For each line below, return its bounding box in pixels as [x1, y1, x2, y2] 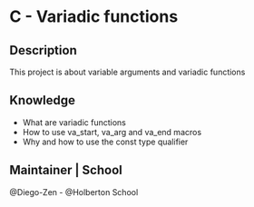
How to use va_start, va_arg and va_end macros [22, 126, 202, 137]
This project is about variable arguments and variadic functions [9, 66, 246, 77]
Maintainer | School [9, 163, 122, 178]
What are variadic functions [22, 116, 127, 128]
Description [9, 43, 77, 58]
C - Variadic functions [9, 6, 179, 27]
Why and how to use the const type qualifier [22, 136, 189, 147]
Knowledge [9, 93, 75, 108]
